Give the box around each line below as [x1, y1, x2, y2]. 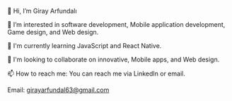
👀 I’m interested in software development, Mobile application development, [7, 20, 226, 28]
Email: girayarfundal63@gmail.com [7, 85, 110, 94]
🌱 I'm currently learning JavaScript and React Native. [7, 42, 162, 49]
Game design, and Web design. [7, 28, 99, 36]
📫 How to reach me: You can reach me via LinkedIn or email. [7, 69, 185, 78]
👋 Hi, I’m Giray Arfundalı [7, 7, 77, 15]
